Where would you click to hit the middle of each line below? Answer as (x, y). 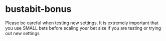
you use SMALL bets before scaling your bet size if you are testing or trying (83, 28)
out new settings (23, 33)
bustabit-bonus (38, 9)
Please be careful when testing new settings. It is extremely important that (82, 23)
